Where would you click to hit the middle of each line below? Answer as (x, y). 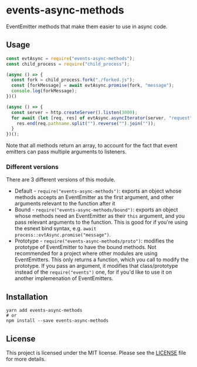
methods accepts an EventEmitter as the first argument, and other (94, 197)
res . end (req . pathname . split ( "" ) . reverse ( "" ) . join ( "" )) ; (86, 123)
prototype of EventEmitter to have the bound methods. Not (85, 247)
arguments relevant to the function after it (65, 204)
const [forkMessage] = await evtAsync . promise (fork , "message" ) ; (93, 86)
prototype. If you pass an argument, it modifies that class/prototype (96, 266)
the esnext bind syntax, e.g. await (55, 228)
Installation (27, 297)
